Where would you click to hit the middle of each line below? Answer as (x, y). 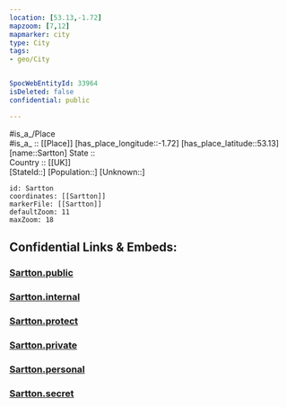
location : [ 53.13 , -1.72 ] (56, 18)
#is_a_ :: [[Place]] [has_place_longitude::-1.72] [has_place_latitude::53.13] (144, 143)
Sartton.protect (44, 321)
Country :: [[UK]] (40, 162)
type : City (30, 43)
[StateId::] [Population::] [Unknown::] (77, 172)
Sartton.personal (47, 369)
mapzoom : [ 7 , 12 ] (39, 26)
